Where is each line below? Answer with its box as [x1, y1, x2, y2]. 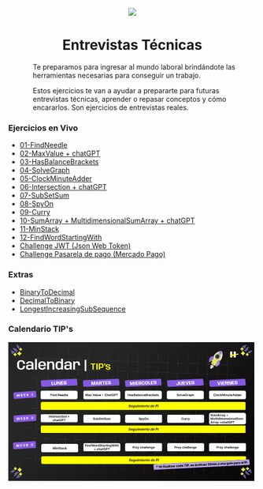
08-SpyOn [19, 199, 54, 209]
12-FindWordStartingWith [19, 233, 102, 243]
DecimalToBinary [19, 295, 76, 305]
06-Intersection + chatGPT [19, 182, 108, 192]
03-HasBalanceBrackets [19, 157, 99, 167]
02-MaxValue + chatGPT [19, 149, 101, 158]
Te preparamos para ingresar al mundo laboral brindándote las [32, 62, 236, 71]
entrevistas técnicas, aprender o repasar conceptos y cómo [32, 94, 227, 103]
